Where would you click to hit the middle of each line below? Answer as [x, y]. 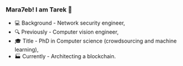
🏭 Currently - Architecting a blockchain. [65, 56]
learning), [26, 50]
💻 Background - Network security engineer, [70, 23]
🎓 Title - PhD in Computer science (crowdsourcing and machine [95, 41]
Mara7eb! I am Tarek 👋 [39, 10]
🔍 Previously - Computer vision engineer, [66, 32]
